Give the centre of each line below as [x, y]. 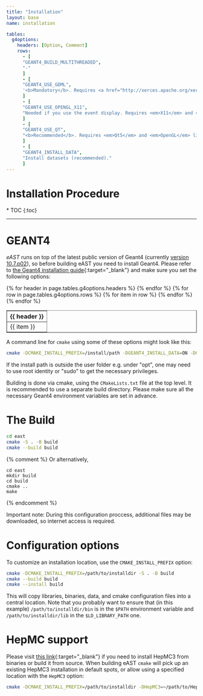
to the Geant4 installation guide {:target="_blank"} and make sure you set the [101, 270]
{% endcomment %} [32, 503]
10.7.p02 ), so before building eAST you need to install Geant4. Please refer [99, 263]
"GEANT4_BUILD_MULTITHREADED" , [62, 62]
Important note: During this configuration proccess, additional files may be [99, 514]
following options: [28, 277]
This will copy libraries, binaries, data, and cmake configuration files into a [99, 596]
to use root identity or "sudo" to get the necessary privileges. [82, 371]
